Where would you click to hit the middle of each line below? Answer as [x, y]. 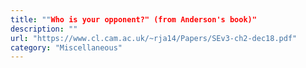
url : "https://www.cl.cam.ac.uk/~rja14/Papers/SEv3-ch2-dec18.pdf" [154, 38]
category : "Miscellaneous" [66, 47]
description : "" [44, 29]
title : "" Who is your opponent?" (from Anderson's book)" [133, 19]
